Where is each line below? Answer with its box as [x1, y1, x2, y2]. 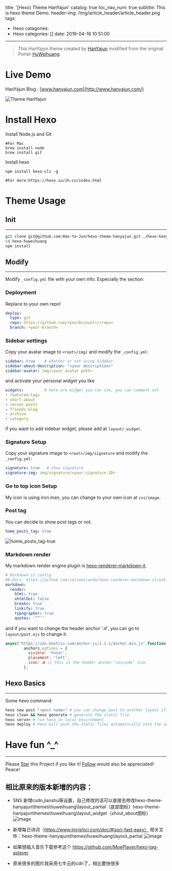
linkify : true [14, 606, 45, 611]
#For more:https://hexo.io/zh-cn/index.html [5, 177, 102, 183]
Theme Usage [5, 195, 66, 207]
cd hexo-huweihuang [5, 239, 47, 244]
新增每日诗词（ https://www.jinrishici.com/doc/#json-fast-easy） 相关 [12, 827, 159, 833]
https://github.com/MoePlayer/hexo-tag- [72, 844, 159, 850]
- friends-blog [5, 406, 38, 412]
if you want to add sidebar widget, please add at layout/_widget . [5, 425, 142, 432]
